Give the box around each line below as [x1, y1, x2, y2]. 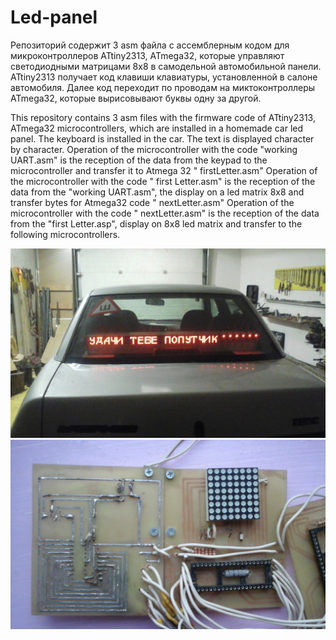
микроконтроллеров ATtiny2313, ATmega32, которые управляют [10, 49, 285, 61]
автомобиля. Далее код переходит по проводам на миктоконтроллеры [10, 81, 316, 93]
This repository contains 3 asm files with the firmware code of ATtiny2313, [10, 111, 316, 123]
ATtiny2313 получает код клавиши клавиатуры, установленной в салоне [10, 71, 318, 83]
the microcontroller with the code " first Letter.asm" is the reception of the [10, 175, 316, 187]
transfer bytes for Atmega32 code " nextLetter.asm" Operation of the [10, 196, 295, 208]
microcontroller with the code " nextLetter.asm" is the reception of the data [10, 207, 320, 219]
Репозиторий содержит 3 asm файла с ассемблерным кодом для [10, 39, 290, 51]
